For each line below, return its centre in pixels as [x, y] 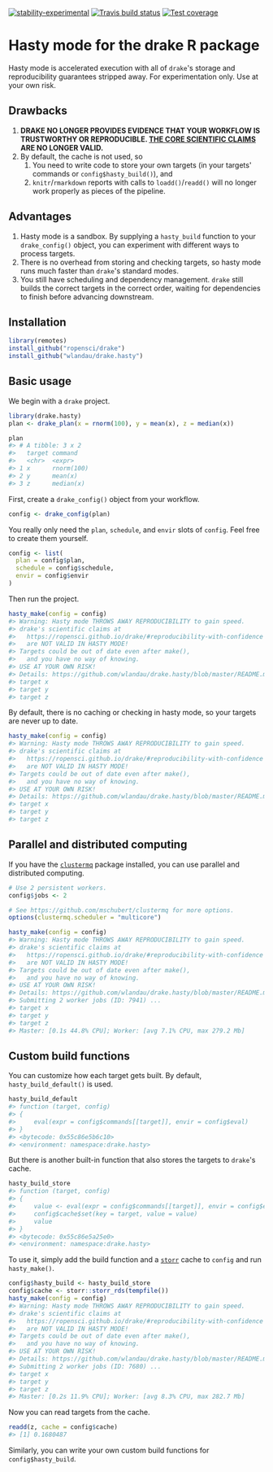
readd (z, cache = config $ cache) [63, 1427]
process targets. [48, 253]
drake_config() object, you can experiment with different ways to [130, 245]
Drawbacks [38, 111]
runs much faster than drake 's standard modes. [99, 271]
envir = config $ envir [52, 576]
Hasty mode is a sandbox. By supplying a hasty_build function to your [138, 236]
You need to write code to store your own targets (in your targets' [142, 165]
